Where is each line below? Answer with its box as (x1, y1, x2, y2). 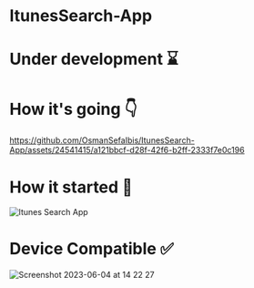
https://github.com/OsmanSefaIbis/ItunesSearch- (9, 135, 196, 146)
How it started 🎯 (9, 177, 134, 197)
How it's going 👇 (9, 98, 138, 119)
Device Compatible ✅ (9, 239, 175, 260)
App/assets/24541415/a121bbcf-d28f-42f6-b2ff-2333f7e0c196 (9, 145, 245, 156)
